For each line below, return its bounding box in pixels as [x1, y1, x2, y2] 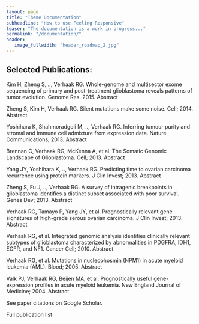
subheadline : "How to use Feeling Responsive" [6, 20, 125, 26]
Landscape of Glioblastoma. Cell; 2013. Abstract [6, 154, 125, 161]
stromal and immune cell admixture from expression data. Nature [6, 129, 167, 136]
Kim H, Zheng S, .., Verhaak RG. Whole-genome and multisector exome [6, 81, 182, 88]
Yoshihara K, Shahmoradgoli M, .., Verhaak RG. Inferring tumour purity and [6, 123, 191, 130]
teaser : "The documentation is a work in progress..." [6, 25, 146, 32]
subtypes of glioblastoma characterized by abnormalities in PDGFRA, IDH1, [6, 239, 191, 246]
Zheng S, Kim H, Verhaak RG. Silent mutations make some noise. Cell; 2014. [6, 105, 194, 112]
